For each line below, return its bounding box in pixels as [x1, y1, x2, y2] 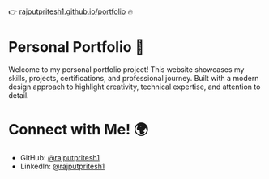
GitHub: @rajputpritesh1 [19, 152, 100, 162]
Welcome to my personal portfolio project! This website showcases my [8, 64, 245, 75]
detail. [8, 90, 30, 100]
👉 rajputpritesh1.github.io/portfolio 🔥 [8, 6, 134, 16]
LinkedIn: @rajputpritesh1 [19, 161, 105, 171]
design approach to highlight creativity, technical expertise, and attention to [8, 82, 261, 92]
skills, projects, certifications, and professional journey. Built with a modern [8, 73, 259, 83]
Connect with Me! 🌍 [8, 121, 148, 139]
